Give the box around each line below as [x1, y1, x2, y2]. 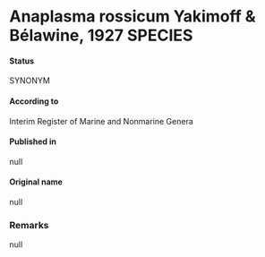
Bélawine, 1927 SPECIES [9, 25, 193, 46]
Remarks [9, 218, 49, 231]
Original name [9, 176, 63, 187]
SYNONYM [9, 75, 51, 86]
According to [9, 96, 59, 107]
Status [9, 56, 35, 66]
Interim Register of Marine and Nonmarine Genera [9, 116, 194, 126]
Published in [9, 136, 56, 147]
